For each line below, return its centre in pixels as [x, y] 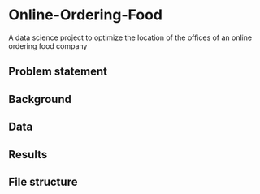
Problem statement [58, 72]
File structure [43, 181]
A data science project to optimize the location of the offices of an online [130, 37]
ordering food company [48, 45]
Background [40, 99]
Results [28, 155]
